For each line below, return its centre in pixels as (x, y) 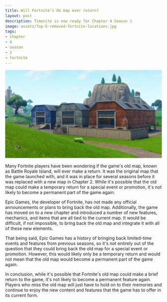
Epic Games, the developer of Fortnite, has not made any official (71, 202)
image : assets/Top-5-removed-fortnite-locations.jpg (61, 26)
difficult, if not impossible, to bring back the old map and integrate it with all (83, 223)
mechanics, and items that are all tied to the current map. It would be (76, 218)
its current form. (22, 295)
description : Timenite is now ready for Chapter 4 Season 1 (69, 21)
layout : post (19, 16)
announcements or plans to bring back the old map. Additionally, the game (82, 207)
